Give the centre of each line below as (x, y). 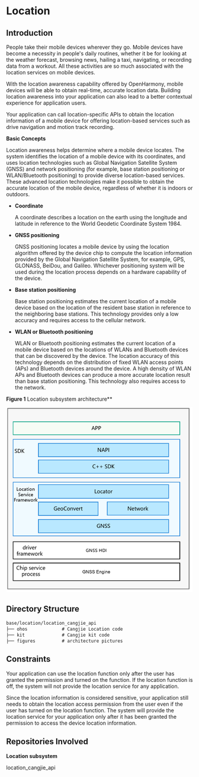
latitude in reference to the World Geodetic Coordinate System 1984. (98, 224)
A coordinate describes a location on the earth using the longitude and (101, 217)
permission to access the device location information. (72, 723)
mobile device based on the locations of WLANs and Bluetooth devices (101, 350)
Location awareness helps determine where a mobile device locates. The (95, 150)
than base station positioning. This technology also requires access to (100, 381)
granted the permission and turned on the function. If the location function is (99, 680)
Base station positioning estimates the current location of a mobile (95, 301)
